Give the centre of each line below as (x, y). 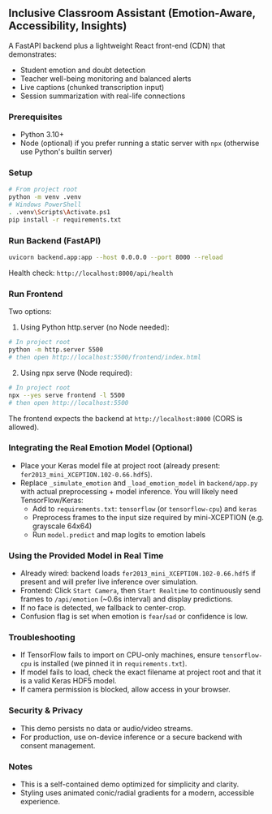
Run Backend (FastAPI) (55, 240)
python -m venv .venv (45, 197)
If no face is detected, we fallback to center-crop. (103, 608)
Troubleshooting (42, 638)
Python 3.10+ (42, 135)
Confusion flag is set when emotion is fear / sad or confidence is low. (134, 617)
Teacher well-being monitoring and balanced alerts (106, 78)
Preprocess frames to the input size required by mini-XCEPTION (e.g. (148, 517)
